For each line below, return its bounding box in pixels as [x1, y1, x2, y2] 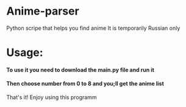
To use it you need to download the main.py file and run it [6, 66, 154, 74]
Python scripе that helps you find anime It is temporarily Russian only [6, 24, 181, 32]
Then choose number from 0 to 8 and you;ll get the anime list [6, 80, 165, 88]
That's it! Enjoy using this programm [6, 93, 97, 101]
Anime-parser [6, 4, 79, 18]
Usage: [6, 46, 44, 60]
